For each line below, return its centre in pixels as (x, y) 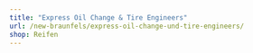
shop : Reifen (34, 34)
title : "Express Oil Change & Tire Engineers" (98, 18)
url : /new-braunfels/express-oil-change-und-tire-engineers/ (127, 26)
